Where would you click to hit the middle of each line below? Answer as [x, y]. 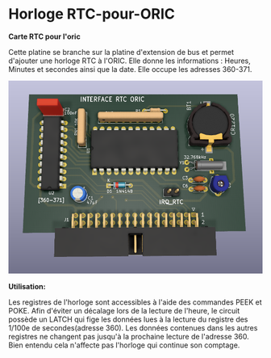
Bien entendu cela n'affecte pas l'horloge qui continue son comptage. [124, 345]
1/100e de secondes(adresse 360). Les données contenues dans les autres [133, 327]
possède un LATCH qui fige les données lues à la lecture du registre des [128, 319]
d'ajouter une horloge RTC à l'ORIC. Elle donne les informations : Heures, [130, 61]
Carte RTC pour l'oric [44, 36]
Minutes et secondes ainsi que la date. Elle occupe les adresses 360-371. [130, 69]
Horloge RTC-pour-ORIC [92, 14]
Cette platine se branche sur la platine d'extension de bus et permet [121, 52]
